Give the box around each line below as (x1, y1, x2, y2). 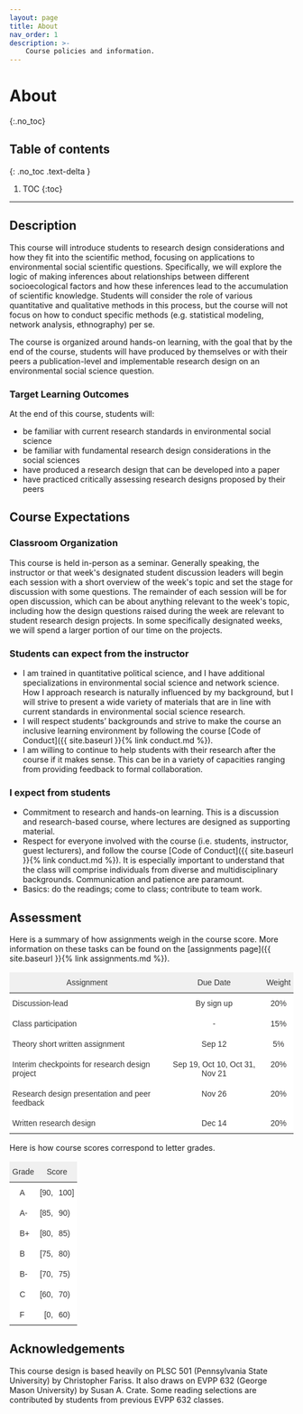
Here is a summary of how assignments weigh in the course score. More (9, 934, 279, 945)
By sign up (195, 998, 233, 1009)
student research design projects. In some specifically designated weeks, (9, 615, 283, 626)
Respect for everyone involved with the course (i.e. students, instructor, (22, 835, 289, 846)
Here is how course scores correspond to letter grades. (9, 1143, 216, 1154)
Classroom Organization (9, 537, 119, 550)
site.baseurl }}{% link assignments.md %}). (9, 953, 170, 964)
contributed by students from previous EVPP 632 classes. (9, 1394, 225, 1405)
